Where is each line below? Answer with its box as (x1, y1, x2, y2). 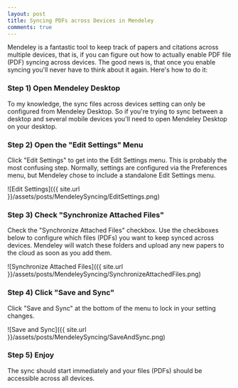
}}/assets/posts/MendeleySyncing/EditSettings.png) (7, 192, 160, 201)
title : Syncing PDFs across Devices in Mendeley (7, 17, 154, 24)
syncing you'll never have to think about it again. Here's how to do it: (7, 65, 208, 74)
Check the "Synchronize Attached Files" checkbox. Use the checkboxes (7, 226, 219, 235)
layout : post (7, 10, 46, 18)
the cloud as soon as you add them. (7, 249, 112, 257)
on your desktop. (7, 122, 58, 131)
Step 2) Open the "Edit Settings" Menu (7, 140, 144, 150)
